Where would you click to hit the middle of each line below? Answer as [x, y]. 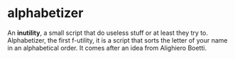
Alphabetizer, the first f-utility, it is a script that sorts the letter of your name [117, 40]
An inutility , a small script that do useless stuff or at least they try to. [108, 33]
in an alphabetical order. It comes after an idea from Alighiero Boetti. [107, 48]
